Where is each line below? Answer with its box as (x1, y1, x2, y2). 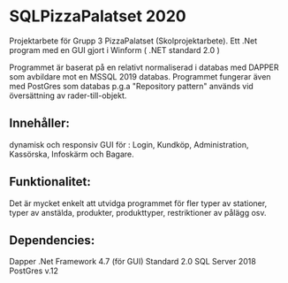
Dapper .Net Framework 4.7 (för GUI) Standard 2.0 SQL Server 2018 (9, 256, 256, 267)
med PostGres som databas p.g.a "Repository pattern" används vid (9, 80, 254, 91)
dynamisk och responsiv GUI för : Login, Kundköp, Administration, (9, 139, 249, 149)
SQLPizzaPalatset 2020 (9, 6, 187, 27)
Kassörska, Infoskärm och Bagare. (9, 149, 134, 159)
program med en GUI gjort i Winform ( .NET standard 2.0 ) (9, 44, 221, 55)
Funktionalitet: (9, 174, 91, 189)
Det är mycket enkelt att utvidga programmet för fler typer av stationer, (9, 197, 268, 209)
